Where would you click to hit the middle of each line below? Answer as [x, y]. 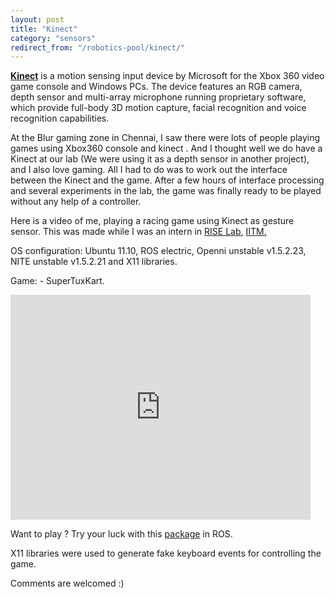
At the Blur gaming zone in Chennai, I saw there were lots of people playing [165, 138]
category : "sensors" [53, 38]
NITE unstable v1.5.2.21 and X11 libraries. [94, 262]
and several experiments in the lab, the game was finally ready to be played [166, 191]
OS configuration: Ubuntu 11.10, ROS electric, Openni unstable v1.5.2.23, [158, 251]
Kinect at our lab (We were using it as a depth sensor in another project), [160, 159]
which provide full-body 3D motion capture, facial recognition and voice [158, 108]
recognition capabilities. [60, 118]
